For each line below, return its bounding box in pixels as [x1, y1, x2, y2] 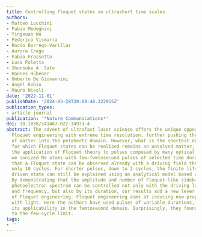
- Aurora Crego [6, 48, 44, 54]
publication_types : [6, 104, 55, 110]
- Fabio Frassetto [6, 54, 52, 60]
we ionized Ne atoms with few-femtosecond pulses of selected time [11, 154, 185, 160]
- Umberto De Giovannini [6, 76, 69, 82]
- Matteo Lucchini [6, 20, 52, 26]
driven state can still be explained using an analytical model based [11, 171, 192, 178]
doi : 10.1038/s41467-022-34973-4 [6, 121, 90, 127]
